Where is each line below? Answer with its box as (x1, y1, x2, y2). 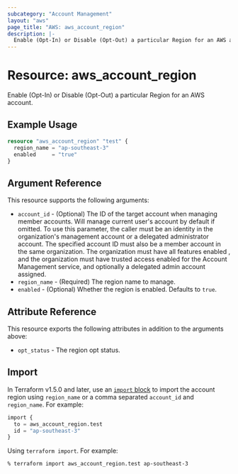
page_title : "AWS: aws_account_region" (7, 23, 125, 31)
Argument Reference (7, 177, 102, 189)
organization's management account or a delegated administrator (17, 232, 209, 241)
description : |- (7, 30, 55, 38)
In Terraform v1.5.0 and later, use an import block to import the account (7, 385, 215, 394)
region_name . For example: (7, 400, 84, 409)
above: (7, 332, 28, 341)
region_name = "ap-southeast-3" (13, 144, 110, 151)
